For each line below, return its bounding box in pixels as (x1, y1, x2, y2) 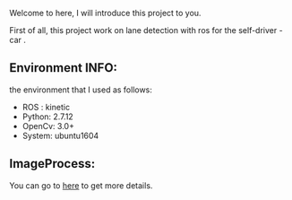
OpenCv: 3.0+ (21, 120, 74, 131)
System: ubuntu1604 (21, 130, 99, 141)
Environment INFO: (9, 60, 118, 75)
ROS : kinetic (21, 101, 70, 112)
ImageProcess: (9, 156, 96, 171)
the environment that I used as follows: (9, 84, 152, 95)
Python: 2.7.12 (21, 111, 73, 122)
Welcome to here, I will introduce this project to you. (9, 8, 202, 18)
